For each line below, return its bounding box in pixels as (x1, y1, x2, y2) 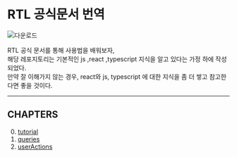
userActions (17, 142, 53, 151)
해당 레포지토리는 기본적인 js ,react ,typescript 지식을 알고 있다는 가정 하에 (7, 54, 214, 63)
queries (17, 134, 40, 143)
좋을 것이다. (20, 81, 53, 89)
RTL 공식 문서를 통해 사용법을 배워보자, (7, 46, 115, 54)
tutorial (17, 127, 39, 136)
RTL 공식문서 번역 (7, 6, 105, 23)
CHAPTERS (7, 108, 59, 120)
